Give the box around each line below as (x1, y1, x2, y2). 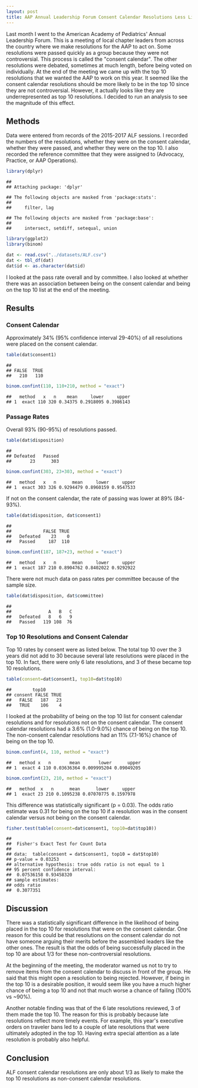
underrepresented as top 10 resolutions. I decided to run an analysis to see (6, 93, 187, 100)
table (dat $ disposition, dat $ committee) (6, 593, 104, 599)
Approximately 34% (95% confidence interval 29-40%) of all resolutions (6, 334, 183, 341)
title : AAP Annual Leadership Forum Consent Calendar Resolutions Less (6, 14, 186, 20)
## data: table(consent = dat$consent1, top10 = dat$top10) (6, 852, 160, 857)
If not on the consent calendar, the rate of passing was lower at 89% (6, 495, 173, 502)
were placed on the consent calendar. (6, 340, 98, 348)
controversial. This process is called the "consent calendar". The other (6, 55, 177, 63)
